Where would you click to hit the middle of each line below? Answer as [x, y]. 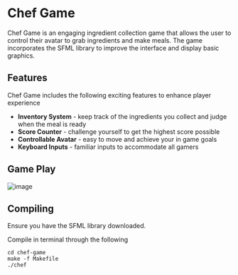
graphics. [21, 56]
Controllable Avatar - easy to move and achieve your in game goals [117, 139]
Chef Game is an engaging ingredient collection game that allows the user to [119, 33]
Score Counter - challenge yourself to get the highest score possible [119, 131]
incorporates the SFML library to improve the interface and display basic [113, 48]
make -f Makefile [33, 259]
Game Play [32, 169]
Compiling [31, 208]
